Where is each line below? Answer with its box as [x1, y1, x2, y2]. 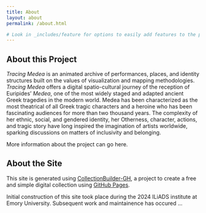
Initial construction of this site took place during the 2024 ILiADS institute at [6, 193, 197, 200]
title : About [6, 9, 40, 15]
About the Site [6, 159, 63, 169]
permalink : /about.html [6, 20, 67, 26]
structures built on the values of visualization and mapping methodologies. [6, 77, 195, 84]
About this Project [6, 54, 77, 64]
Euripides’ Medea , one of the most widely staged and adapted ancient [6, 90, 184, 97]
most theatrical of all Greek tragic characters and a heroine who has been [6, 103, 193, 110]
